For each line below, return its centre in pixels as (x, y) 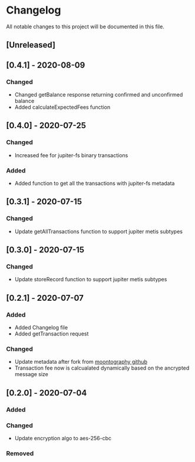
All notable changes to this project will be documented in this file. (85, 26)
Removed (20, 453)
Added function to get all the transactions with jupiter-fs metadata (95, 183)
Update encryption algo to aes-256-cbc (63, 438)
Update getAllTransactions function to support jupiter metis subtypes (98, 231)
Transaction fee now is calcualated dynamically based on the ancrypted (102, 368)
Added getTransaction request (52, 334)
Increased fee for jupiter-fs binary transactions (71, 155)
